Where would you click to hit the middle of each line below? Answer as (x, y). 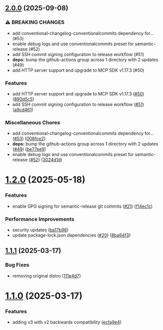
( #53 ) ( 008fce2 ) (29, 139)
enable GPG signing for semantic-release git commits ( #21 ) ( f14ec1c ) (82, 206)
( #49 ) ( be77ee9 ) (29, 149)
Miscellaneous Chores (33, 122)
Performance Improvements (40, 219)
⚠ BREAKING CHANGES (35, 22)
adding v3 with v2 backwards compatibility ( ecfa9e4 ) (67, 322)
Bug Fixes (17, 265)
